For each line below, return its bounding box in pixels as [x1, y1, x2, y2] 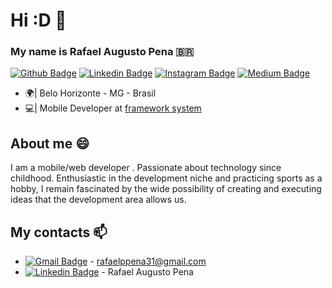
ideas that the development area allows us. [10, 194, 187, 206]
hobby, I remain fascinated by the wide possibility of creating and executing [10, 183, 322, 195]
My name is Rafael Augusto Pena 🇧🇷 [10, 45, 195, 59]
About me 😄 [10, 135, 90, 152]
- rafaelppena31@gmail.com [89, 255, 207, 268]
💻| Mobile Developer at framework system [24, 102, 202, 114]
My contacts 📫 [10, 224, 108, 241]
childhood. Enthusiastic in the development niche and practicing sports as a [10, 172, 323, 184]
